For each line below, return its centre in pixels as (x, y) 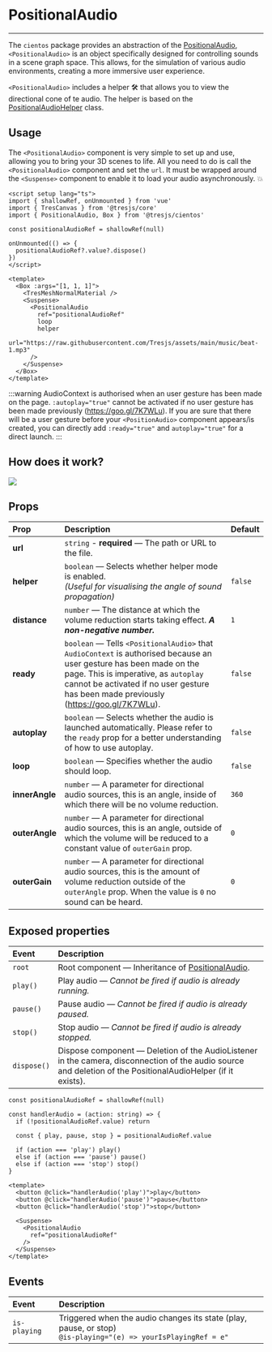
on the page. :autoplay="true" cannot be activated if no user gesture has (131, 402)
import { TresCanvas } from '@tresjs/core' (83, 208)
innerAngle (34, 794)
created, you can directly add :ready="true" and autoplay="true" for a (126, 428)
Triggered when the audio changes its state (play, (153, 1318)
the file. (79, 553)
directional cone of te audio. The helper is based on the (101, 98)
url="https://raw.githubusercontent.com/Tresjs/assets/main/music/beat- (134, 342)
